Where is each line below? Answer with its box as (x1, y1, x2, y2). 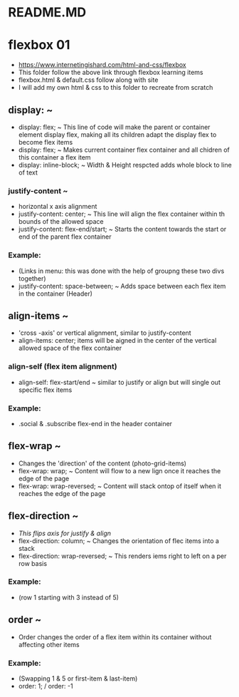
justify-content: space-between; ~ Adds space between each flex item (18, 282, 226, 290)
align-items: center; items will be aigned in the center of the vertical (18, 336, 217, 345)
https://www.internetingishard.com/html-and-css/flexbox (18, 61, 187, 69)
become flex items (18, 138, 73, 146)
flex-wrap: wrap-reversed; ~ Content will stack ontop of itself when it (18, 482, 222, 490)
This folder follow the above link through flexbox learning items (18, 68, 203, 77)
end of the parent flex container (18, 232, 112, 241)
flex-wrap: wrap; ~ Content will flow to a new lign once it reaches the (18, 466, 221, 475)
